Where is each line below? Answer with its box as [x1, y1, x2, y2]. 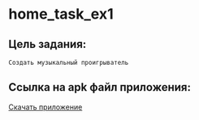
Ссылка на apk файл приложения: [8, 80, 191, 94]
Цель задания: [8, 37, 87, 51]
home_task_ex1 [8, 5, 114, 24]
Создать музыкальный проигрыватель [8, 58, 129, 66]
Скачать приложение [8, 102, 83, 112]
